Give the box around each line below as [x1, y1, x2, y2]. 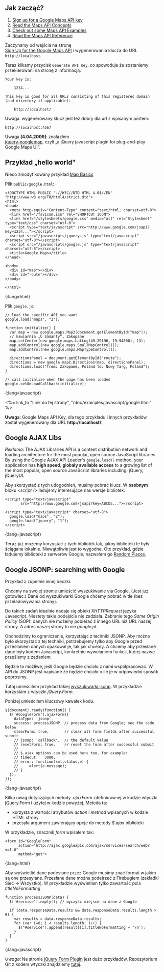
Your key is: [5, 77, 32, 82]
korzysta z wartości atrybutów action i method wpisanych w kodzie [12, 809, 148, 815]
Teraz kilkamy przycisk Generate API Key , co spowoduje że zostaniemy [5, 62, 149, 68]
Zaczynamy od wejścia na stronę [5, 42, 72, 48]
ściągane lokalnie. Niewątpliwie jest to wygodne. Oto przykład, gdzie [5, 546, 144, 552]
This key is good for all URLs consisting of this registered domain [5, 94, 150, 99]
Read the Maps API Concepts [12, 22, 72, 28]
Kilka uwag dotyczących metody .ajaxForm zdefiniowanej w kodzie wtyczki [5, 795, 158, 801]
